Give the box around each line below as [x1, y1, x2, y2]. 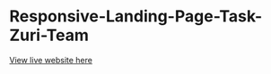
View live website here [9, 54, 92, 65]
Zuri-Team [9, 25, 90, 45]
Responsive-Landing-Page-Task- [9, 6, 263, 27]
